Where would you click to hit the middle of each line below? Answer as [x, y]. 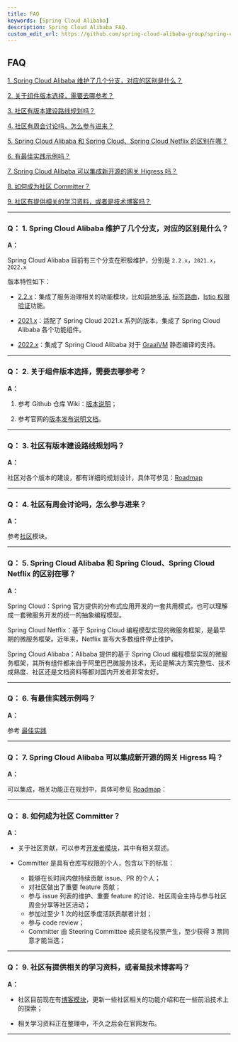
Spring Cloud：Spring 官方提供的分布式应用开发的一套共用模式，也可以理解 [118, 606]
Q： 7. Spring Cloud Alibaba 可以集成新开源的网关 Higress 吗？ [115, 757]
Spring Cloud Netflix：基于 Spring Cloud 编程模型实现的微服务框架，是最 [113, 629]
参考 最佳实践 [27, 730]
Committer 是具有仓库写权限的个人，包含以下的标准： [96, 863]
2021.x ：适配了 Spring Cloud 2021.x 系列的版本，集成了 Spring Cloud [119, 321]
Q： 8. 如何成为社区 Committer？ [64, 817]
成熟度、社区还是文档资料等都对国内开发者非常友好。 [85, 671]
